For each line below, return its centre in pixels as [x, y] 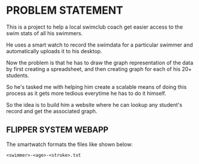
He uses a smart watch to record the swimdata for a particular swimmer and [99, 45]
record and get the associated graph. [52, 111]
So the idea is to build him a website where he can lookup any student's [94, 104]
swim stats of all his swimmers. [44, 33]
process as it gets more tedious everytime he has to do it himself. [86, 93]
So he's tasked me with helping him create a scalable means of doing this [97, 86]
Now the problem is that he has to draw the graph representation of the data [100, 63]
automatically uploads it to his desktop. [54, 51]
